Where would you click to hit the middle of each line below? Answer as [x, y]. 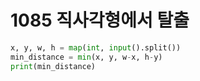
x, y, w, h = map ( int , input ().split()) [96, 47]
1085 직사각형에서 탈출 [100, 20]
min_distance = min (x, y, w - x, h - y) [86, 57]
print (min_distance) [53, 66]
